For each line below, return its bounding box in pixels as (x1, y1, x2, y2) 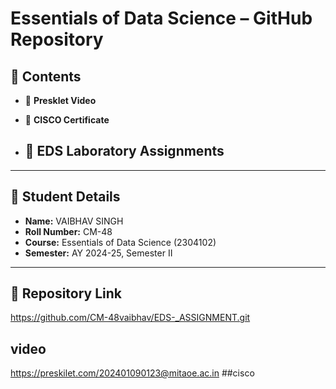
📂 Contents (10, 68, 82, 85)
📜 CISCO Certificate (24, 114, 110, 126)
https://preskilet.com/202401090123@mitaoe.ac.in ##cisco (10, 367, 255, 379)
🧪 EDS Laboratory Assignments (24, 143, 225, 160)
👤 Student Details (10, 188, 121, 206)
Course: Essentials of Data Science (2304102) (24, 236, 217, 248)
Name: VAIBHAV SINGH (24, 215, 124, 227)
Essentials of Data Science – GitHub (10, 7, 313, 30)
